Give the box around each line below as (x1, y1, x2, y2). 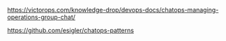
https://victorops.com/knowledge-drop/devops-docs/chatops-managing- (7, 6, 219, 14)
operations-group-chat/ (7, 13, 75, 21)
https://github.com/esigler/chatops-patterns (7, 27, 135, 34)
